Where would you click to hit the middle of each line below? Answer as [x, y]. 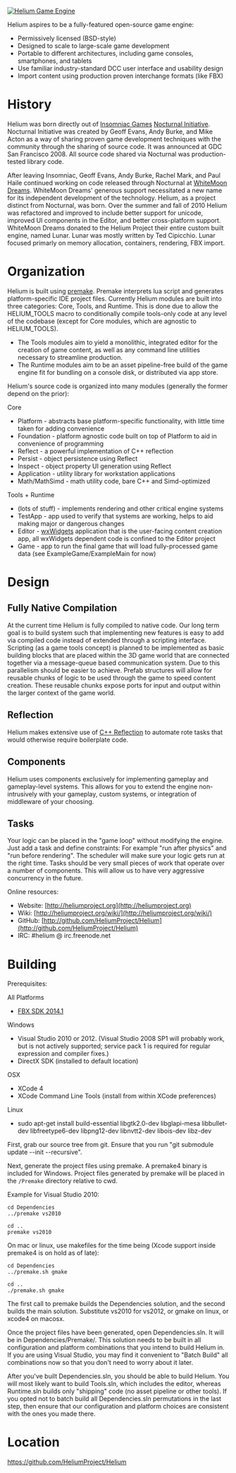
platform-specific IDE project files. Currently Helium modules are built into [114, 298]
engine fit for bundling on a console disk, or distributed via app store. [118, 372]
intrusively [22, 794]
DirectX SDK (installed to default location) [78, 1061]
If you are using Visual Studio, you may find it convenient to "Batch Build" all [118, 1355]
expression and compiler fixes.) [63, 1054]
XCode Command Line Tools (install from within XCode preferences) [117, 1096]
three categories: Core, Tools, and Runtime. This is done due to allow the [113, 306]
